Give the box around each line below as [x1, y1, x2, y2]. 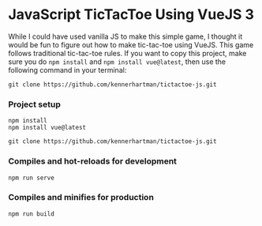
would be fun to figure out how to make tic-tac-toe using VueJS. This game [8, 40, 254, 49]
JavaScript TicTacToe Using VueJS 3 [8, 6, 255, 24]
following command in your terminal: [8, 65, 127, 74]
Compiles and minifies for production [8, 192, 154, 203]
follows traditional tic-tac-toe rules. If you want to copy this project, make [8, 48, 247, 58]
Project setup [8, 99, 61, 110]
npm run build [8, 209, 55, 218]
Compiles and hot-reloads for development [8, 156, 178, 167]
